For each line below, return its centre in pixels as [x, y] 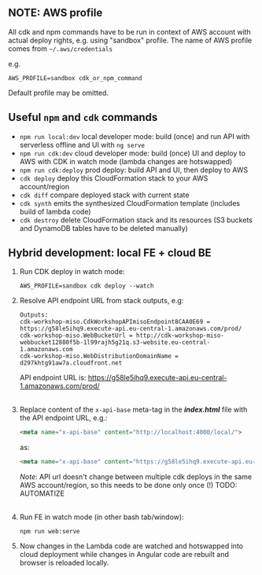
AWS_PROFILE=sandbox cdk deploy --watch [87, 286]
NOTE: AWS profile [55, 13]
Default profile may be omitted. [58, 93]
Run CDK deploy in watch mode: [72, 272]
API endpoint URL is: [53, 378]
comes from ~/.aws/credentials [60, 48]
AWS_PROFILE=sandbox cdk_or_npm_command [76, 78]
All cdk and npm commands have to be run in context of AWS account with [130, 31]
